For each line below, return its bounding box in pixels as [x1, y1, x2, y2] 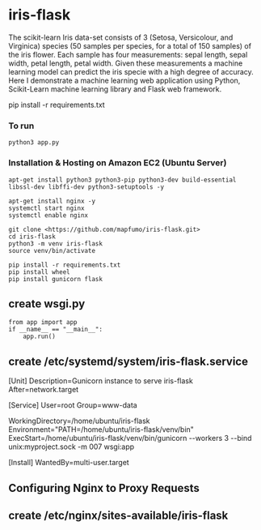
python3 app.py [8, 139, 60, 147]
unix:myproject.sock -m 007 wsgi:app [8, 442, 135, 451]
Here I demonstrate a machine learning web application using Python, [8, 75, 241, 85]
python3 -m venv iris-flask [8, 239, 103, 248]
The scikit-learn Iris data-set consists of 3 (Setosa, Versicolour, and [8, 32, 234, 42]
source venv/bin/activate [8, 246, 95, 254]
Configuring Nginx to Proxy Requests [8, 481, 200, 495]
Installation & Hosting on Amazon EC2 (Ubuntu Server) [8, 157, 227, 169]
